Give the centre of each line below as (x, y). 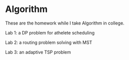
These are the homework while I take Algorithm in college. (65, 23)
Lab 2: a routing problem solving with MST (49, 42)
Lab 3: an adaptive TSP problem (38, 52)
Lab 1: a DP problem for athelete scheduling (50, 32)
